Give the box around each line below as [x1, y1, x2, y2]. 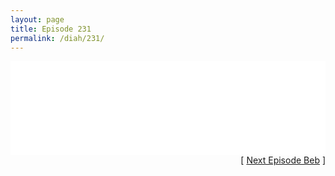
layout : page [10, 14, 65, 25]
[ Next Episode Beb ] [240, 154, 326, 166]
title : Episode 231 [10, 24, 92, 34]
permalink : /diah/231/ [10, 33, 105, 43]
